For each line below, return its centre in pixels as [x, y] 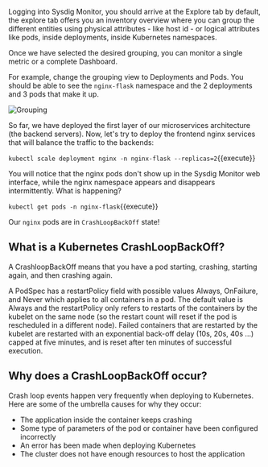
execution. [26, 350]
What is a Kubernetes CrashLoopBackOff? [117, 248]
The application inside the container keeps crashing [106, 419]
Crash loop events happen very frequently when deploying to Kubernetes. [131, 395]
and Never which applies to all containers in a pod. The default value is [126, 299]
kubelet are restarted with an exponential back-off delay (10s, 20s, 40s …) [131, 333]
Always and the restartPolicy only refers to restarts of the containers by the [133, 308]
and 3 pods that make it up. [54, 94]
